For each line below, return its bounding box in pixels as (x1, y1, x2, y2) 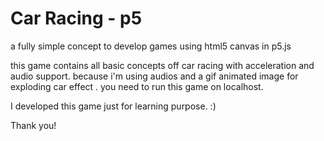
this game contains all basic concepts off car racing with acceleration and (10, 59, 315, 71)
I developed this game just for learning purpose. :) (10, 100, 217, 112)
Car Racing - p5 (10, 7, 143, 30)
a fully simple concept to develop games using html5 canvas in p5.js (10, 40, 292, 52)
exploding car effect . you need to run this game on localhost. (10, 80, 264, 92)
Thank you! (10, 119, 57, 131)
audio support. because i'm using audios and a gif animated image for (10, 70, 299, 82)
